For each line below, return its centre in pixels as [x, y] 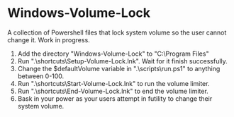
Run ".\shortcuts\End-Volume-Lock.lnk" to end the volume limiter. [113, 91]
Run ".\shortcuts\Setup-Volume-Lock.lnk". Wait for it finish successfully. [123, 61]
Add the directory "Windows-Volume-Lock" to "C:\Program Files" [113, 54]
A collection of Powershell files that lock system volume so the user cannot [117, 32]
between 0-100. [41, 76]
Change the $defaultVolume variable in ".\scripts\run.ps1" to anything [119, 68]
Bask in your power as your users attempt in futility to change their [115, 98]
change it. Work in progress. [49, 39]
